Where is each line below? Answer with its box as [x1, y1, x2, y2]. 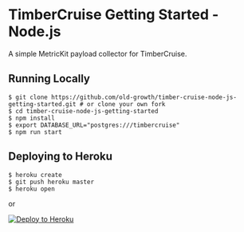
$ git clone [8, 93, 48, 101]
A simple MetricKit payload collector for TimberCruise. [8, 49, 187, 58]
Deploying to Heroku [8, 150, 113, 163]
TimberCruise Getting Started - [8, 6, 219, 24]
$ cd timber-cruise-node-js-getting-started [8, 107, 159, 115]
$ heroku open [8, 185, 56, 193]
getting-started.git [8, 100, 77, 108]
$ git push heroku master [8, 178, 94, 186]
